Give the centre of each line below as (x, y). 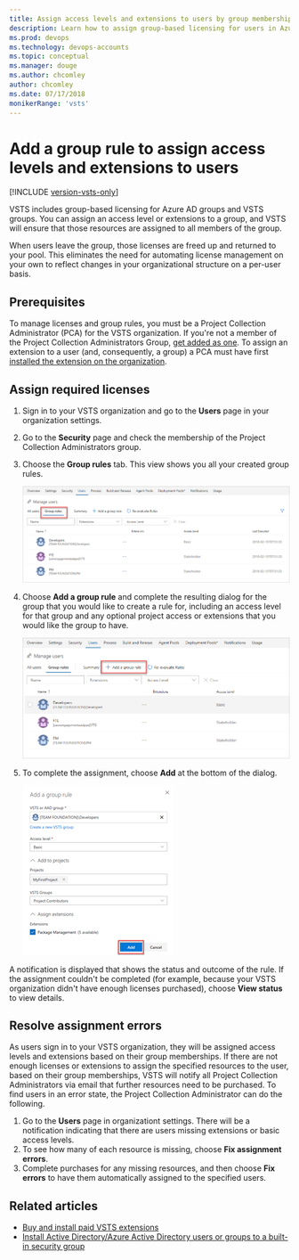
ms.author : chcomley (48, 76)
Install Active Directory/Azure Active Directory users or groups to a (144, 1237)
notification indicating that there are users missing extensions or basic (151, 1131)
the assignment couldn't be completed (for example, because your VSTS (143, 978)
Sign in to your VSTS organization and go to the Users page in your (145, 411)
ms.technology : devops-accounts (69, 47)
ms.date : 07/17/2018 (48, 94)
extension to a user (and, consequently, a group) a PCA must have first (139, 352)
